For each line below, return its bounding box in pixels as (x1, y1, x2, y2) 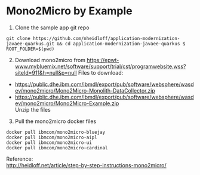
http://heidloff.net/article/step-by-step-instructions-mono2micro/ (6, 161, 167, 168)
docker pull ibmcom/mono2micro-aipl (6, 134, 97, 140)
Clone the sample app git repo (14, 24, 90, 31)
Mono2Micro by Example (6, 4, 133, 18)
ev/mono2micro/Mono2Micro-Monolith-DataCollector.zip (14, 87, 155, 94)
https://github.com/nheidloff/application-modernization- (32, 35, 180, 41)
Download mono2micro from (14, 56, 85, 63)
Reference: (6, 155, 33, 162)
